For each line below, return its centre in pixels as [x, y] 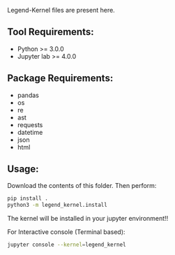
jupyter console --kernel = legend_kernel [67, 245]
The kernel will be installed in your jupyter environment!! [88, 219]
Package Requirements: [60, 79]
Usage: [23, 169]
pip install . [28, 198]
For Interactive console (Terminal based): [66, 232]
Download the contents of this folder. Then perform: [82, 186]
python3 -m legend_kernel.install [58, 205]
